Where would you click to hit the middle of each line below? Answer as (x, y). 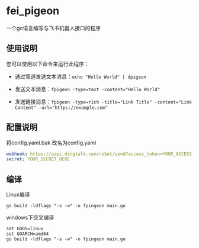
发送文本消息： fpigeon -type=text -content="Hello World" (87, 89)
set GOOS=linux (25, 229)
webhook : (17, 154)
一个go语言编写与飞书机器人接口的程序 (53, 28)
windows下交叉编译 (30, 218)
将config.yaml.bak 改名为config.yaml (51, 143)
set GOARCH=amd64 (28, 234)
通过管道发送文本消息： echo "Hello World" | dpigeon (81, 76)
